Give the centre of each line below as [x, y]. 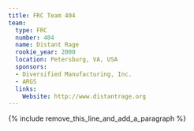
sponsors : [31, 67]
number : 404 [35, 37]
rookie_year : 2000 [46, 52]
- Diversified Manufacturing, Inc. [74, 74]
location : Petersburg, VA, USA [67, 60]
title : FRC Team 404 [42, 15]
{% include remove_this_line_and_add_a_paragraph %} [97, 118]
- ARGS [26, 81]
